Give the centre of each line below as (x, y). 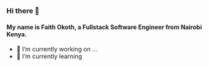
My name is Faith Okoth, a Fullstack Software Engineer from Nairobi (104, 27)
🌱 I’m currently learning (49, 56)
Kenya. (17, 34)
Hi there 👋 (23, 11)
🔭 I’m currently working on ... (57, 49)
